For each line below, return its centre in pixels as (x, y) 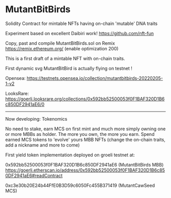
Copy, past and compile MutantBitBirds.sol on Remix (60, 43)
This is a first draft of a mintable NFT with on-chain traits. (65, 58)
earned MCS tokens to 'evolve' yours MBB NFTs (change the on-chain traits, (85, 139)
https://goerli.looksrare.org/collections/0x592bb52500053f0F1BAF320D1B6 (85, 99)
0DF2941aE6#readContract (34, 175)
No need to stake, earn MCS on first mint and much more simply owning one (85, 129)
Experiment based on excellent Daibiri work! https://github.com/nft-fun (80, 33)
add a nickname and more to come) (42, 145)
